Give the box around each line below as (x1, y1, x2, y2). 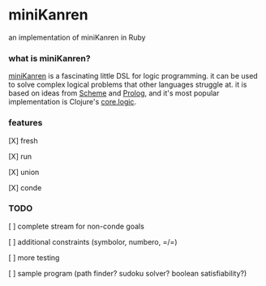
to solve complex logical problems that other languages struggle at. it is (8, 79, 247, 90)
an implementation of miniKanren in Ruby (8, 32, 146, 42)
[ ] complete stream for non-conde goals (8, 221, 144, 231)
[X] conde (8, 182, 42, 192)
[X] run (8, 152, 32, 161)
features (8, 117, 43, 129)
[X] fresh (8, 135, 38, 145)
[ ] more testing (8, 253, 60, 263)
